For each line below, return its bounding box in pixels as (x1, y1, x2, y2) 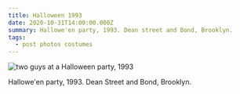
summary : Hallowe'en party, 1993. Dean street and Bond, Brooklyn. (8, 26, 234, 34)
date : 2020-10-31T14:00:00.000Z (8, 19, 114, 27)
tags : (8, 33, 26, 42)
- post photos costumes (15, 41, 93, 49)
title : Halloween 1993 (8, 11, 82, 20)
